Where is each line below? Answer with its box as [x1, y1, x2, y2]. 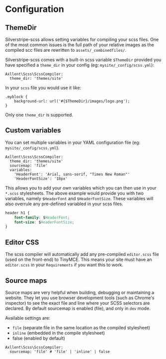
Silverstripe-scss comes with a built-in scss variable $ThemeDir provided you [5, 57, 162, 63]
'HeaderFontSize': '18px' [14, 176, 68, 181]
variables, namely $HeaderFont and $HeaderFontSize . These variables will [5, 195, 154, 201]
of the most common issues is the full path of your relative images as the [5, 42, 154, 48]
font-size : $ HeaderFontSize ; [14, 220, 75, 225]
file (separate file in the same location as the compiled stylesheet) [12, 325, 151, 331]
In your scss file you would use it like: [5, 85, 82, 91]
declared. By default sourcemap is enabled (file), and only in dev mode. [5, 305, 151, 311]
